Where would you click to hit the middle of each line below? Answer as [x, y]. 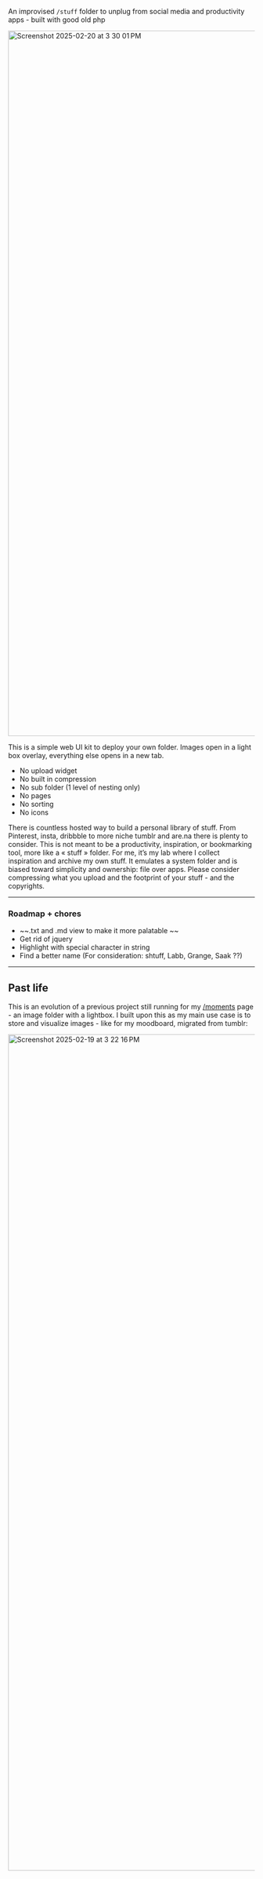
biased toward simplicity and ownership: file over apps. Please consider [124, 869]
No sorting [36, 804]
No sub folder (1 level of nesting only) [80, 787]
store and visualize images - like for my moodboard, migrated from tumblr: [128, 1023]
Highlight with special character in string [85, 947]
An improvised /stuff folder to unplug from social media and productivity [126, 11]
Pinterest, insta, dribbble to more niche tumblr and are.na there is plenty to [128, 836]
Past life [28, 988]
